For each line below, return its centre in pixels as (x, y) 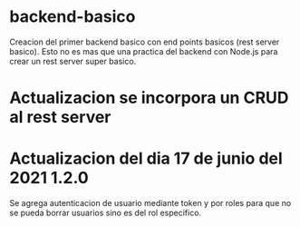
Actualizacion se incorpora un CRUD (149, 98)
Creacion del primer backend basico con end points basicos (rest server (145, 42)
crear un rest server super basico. (73, 61)
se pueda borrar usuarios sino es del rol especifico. (106, 213)
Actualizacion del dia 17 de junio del (146, 158)
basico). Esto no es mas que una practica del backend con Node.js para (144, 51)
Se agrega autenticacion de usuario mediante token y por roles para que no (150, 203)
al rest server (60, 118)
